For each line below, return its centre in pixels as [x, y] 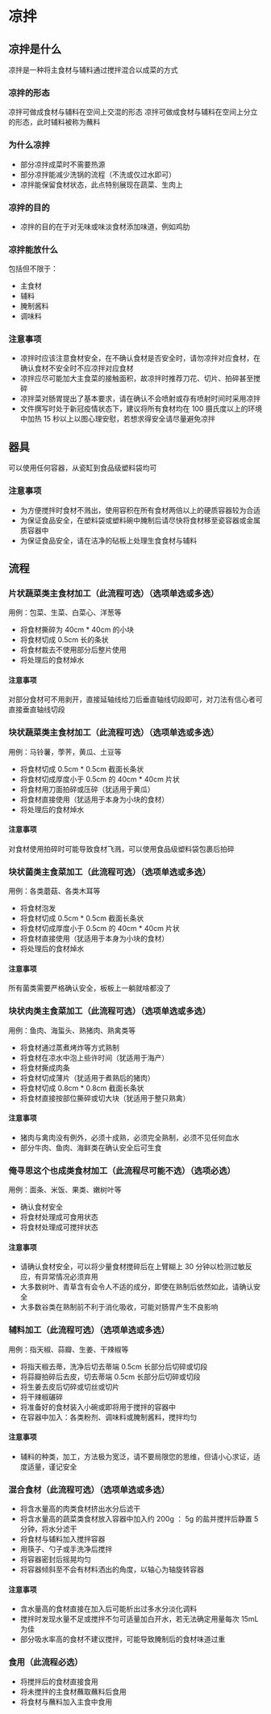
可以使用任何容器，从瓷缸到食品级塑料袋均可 [83, 468]
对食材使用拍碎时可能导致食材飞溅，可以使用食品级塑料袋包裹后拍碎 [121, 849]
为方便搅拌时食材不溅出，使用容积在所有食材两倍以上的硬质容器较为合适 [140, 510]
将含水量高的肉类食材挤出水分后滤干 [80, 1509]
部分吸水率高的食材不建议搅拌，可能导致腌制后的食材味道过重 [123, 1640]
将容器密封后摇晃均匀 [55, 1560]
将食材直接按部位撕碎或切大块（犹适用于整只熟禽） [105, 1098]
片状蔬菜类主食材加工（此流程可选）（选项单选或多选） [114, 593]
